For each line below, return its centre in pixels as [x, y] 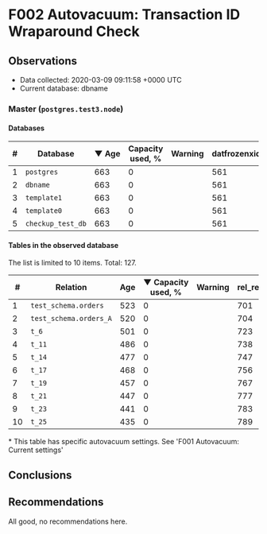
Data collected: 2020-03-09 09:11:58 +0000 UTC [101, 80]
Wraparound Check [74, 31]
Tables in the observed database [64, 245]
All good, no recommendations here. [68, 521]
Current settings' [36, 450]
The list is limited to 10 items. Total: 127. [72, 263]
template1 [44, 198]
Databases [27, 128]
